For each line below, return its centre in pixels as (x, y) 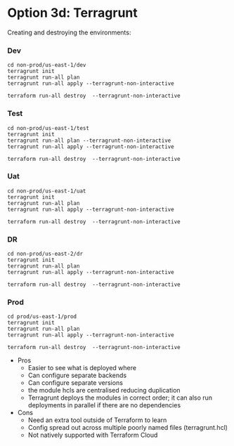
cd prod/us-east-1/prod (42, 317)
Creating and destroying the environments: (69, 32)
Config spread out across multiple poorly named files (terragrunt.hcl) (128, 428)
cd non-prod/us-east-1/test (48, 128)
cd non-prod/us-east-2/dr (45, 254)
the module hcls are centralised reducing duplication (104, 391)
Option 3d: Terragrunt (73, 13)
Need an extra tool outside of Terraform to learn (97, 420)
